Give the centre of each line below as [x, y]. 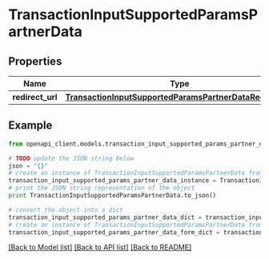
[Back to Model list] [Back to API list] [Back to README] [100, 247]
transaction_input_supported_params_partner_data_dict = [105, 217]
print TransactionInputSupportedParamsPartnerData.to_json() [112, 196]
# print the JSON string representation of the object [102, 188]
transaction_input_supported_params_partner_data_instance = [112, 181]
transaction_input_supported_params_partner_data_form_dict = [114, 232]
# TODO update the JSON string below [71, 158]
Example [30, 126]
